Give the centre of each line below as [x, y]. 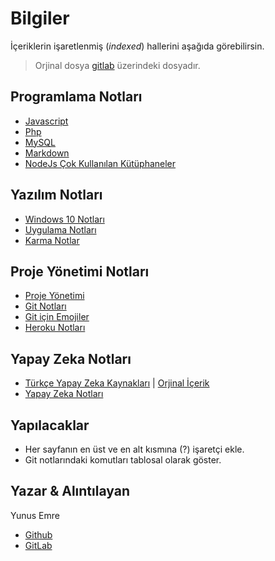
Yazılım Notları [56, 195]
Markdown [47, 153]
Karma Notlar [52, 240]
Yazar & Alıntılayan [70, 491]
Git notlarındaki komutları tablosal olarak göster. [123, 460]
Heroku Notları [55, 328]
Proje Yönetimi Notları [80, 271]
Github [38, 534]
